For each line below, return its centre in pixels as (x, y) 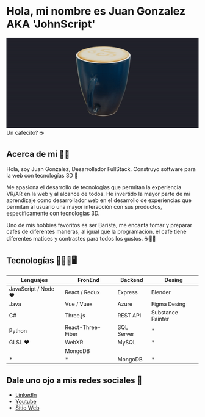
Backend (132, 280)
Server (126, 334)
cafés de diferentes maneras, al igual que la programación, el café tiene (96, 231)
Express (128, 292)
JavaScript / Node (32, 289)
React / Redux (82, 292)
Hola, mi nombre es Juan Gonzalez (96, 11)
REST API (129, 316)
